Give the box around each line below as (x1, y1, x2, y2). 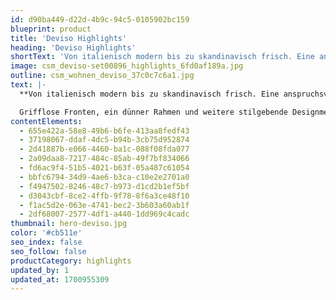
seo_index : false (10, 237, 83, 247)
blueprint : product (10, 24, 92, 34)
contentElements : (10, 116, 83, 126)
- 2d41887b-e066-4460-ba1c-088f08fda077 (19, 144, 190, 155)
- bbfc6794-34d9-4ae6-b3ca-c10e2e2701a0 (19, 172, 190, 182)
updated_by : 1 (10, 265, 70, 275)
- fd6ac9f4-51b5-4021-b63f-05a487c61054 (19, 163, 190, 173)
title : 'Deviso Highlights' (10, 33, 128, 43)
